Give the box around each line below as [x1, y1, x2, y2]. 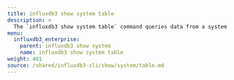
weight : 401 [7, 56, 42, 63]
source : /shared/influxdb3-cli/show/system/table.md [7, 62, 165, 69]
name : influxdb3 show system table [20, 49, 124, 56]
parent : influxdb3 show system [20, 42, 111, 49]
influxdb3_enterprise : [13, 36, 80, 43]
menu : [7, 29, 23, 37]
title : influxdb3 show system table [7, 10, 114, 17]
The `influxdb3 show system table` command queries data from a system [13, 23, 228, 30]
